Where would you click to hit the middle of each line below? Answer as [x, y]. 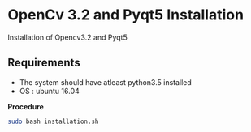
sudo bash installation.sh [53, 121]
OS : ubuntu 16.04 [50, 91]
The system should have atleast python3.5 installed [105, 82]
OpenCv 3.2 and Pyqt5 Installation [126, 15]
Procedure [26, 106]
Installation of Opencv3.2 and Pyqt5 [67, 37]
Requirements [44, 63]
